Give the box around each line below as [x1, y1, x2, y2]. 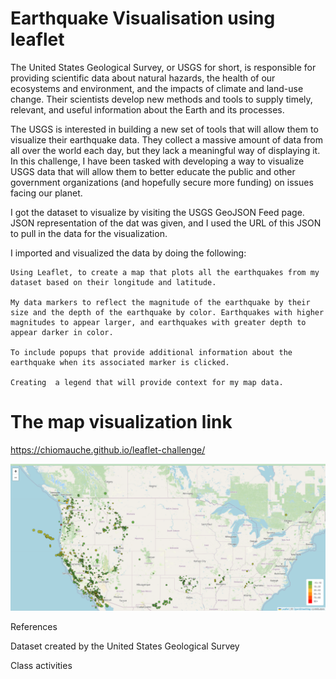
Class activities [10, 660, 73, 672]
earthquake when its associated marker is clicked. [10, 357, 230, 367]
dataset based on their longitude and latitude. [10, 277, 217, 287]
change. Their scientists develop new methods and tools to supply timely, [10, 93, 313, 105]
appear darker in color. [10, 327, 114, 337]
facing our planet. [10, 187, 83, 199]
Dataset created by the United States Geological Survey [10, 640, 240, 652]
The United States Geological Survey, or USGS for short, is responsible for [10, 61, 317, 73]
